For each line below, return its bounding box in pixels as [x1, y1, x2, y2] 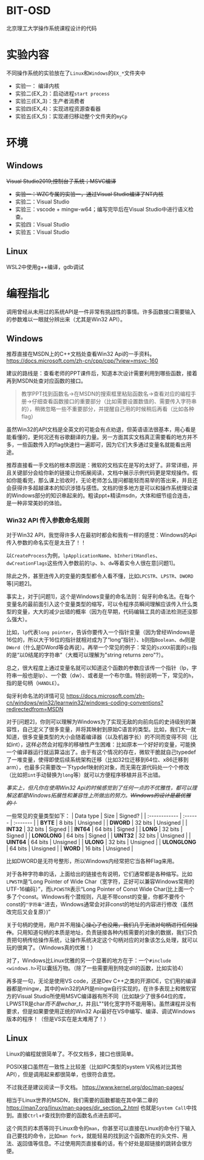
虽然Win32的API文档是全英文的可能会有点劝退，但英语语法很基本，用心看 [6, 426, 191, 433]
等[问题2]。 [6, 579, 35, 587]
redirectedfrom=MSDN [6, 705, 64, 712]
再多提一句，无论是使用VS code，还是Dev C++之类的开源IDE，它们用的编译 [6, 977, 197, 984]
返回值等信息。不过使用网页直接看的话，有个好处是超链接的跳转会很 [16, 1139, 187, 1147]
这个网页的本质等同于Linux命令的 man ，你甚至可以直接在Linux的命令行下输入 [6, 1124, 196, 1131]
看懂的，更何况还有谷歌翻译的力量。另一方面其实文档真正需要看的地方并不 [11, 434, 198, 441]
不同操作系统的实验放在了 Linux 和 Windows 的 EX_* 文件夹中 [6, 69, 146, 77]
